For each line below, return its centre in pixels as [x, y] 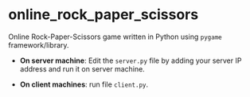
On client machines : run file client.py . [84, 84]
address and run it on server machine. [82, 68]
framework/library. [39, 45]
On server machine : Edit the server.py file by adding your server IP [131, 60]
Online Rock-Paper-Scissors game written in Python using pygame [115, 37]
